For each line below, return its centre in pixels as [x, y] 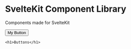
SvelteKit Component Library [66, 9]
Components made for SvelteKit [38, 23]
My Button [17, 33]
